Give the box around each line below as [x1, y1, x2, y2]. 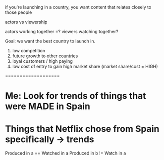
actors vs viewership [5, 19, 48, 25]
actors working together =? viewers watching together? [5, 29, 118, 34]
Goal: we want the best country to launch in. [5, 38, 96, 44]
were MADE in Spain [5, 101, 91, 112]
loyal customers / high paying [12, 58, 73, 64]
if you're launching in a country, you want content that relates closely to [5, 4, 152, 10]
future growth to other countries [12, 53, 78, 59]
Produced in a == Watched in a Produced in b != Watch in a [5, 150, 126, 156]
